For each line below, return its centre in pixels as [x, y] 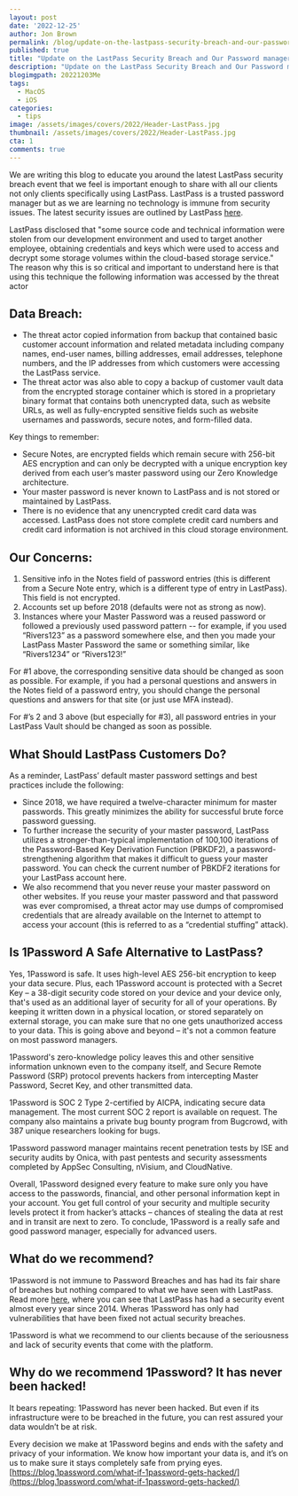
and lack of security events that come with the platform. [111, 1344]
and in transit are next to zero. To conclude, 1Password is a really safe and [145, 1221]
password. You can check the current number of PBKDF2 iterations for [151, 868]
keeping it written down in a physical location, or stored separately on [137, 1011]
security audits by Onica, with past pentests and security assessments [138, 1157]
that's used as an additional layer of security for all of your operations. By [143, 1002]
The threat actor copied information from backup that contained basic [149, 335]
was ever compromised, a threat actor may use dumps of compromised [153, 906]
